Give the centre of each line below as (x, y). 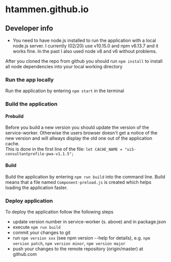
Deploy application (29, 201)
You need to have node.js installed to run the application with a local (84, 40)
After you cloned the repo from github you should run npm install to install (84, 61)
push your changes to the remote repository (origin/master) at (78, 249)
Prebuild (15, 116)
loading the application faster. (36, 188)
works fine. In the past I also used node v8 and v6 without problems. (85, 51)
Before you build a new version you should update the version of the (77, 127)
